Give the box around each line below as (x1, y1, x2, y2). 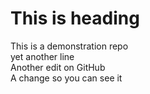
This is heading (10, 7, 140, 30)
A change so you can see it (10, 72, 123, 84)
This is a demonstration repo (10, 40, 129, 52)
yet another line (10, 50, 75, 62)
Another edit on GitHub (10, 61, 106, 73)
